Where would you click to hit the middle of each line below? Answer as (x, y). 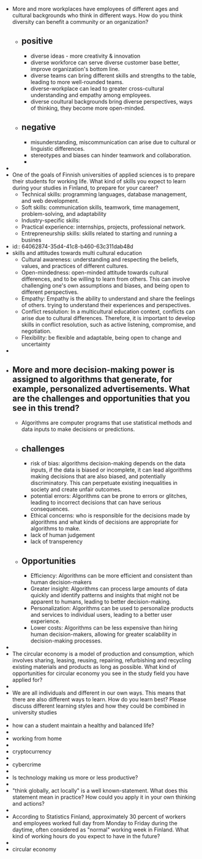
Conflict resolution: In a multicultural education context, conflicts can (108, 311)
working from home (37, 739)
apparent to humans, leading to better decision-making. (101, 602)
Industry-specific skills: (51, 220)
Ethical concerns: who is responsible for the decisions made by (110, 516)
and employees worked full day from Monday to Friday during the (95, 823)
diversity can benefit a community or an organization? (80, 22)
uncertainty (36, 344)
